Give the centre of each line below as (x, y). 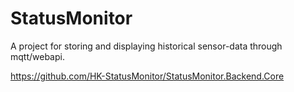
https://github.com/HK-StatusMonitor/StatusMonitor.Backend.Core (147, 76)
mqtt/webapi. (37, 56)
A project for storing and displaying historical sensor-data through (146, 46)
